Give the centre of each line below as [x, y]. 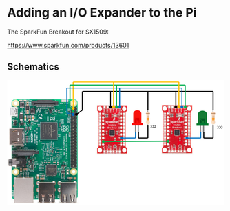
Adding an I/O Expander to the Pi [102, 13]
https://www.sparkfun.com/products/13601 [68, 45]
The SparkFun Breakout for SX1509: [58, 32]
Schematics [33, 67]
